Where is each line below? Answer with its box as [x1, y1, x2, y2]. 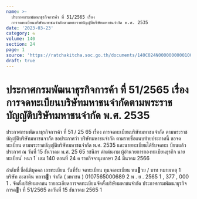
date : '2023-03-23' [6, 25, 54, 31]
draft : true [6, 58, 35, 63]
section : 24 [6, 42, 35, 48]
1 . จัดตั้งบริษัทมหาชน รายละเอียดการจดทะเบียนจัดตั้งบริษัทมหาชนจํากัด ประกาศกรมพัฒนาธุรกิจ [6, 180, 187, 187]
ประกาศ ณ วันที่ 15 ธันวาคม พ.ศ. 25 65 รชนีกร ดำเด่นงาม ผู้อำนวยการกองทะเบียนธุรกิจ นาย [6, 148, 185, 156]
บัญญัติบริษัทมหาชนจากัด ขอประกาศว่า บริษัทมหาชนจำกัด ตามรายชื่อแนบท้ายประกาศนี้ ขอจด [6, 135, 182, 142]
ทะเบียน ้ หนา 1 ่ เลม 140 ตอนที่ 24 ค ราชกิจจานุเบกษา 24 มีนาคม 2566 [6, 155, 150, 162]
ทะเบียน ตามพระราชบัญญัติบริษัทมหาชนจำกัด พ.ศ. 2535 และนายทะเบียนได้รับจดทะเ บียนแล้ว [6, 141, 186, 149]
